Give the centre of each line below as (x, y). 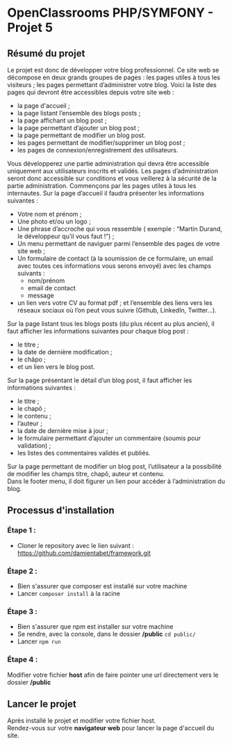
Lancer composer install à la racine (68, 593)
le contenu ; (34, 416)
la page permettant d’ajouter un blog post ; (78, 128)
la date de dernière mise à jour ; (63, 431)
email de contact (52, 288)
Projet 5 (30, 28)
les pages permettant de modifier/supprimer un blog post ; (101, 143)
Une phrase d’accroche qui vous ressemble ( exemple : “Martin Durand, (119, 229)
